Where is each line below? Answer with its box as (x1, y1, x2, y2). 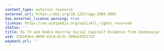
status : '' (5, 25, 27, 30)
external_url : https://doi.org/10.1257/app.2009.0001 (5, 12, 117, 17)
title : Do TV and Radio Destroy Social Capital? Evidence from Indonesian (5, 30, 161, 34)
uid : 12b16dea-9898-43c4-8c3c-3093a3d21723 (5, 34, 95, 39)
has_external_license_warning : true (5, 16, 80, 21)
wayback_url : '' (5, 39, 38, 44)
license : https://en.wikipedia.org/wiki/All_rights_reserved (5, 20, 132, 26)
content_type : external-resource (5, 7, 73, 12)
